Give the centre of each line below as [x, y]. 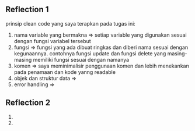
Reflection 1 [27, 10]
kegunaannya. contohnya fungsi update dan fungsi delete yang [90, 53]
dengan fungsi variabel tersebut [52, 41]
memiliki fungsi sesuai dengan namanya [81, 59]
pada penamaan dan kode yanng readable [65, 72]
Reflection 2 [28, 103]
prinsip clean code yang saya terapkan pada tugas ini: [70, 23]
